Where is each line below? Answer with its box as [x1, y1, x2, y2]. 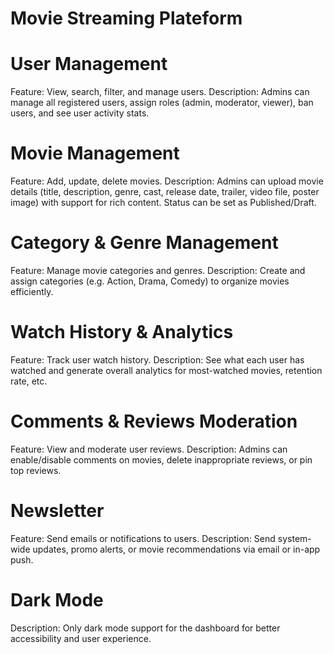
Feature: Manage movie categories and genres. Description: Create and [10, 265, 306, 276]
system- [277, 532, 312, 544]
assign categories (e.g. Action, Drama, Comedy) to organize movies [10, 275, 290, 287]
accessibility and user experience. [10, 632, 152, 644]
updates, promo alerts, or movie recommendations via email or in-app [32, 543, 321, 555]
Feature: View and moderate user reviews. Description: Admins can [10, 443, 288, 455]
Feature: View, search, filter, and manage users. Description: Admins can [10, 86, 310, 98]
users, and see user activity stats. [10, 107, 150, 119]
